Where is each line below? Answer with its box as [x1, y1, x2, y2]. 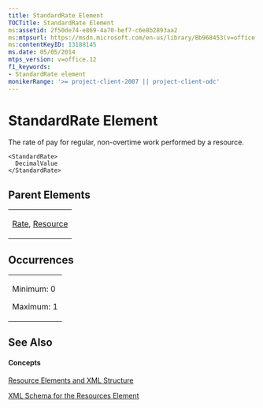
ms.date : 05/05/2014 [8, 48, 76, 56]
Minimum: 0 [12, 283, 57, 294]
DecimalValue [15, 159, 58, 168]
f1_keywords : [8, 63, 51, 71]
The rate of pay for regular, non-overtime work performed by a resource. [8, 137, 244, 147]
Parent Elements [8, 188, 91, 201]
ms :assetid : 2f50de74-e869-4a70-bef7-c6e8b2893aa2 [8, 26, 178, 34]
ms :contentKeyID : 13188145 [8, 41, 97, 49]
